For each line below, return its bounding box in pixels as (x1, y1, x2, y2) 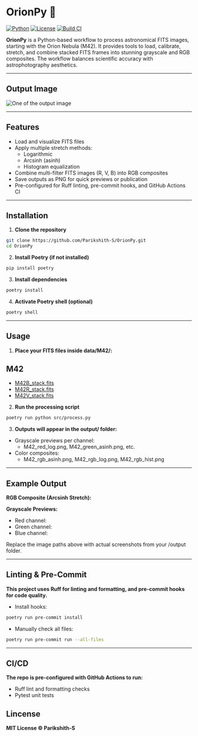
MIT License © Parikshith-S (6, 725, 75, 732)
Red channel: (14, 517, 47, 524)
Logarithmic (23, 150, 53, 157)
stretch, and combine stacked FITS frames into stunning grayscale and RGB (6, 48, 190, 55)
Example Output (6, 478, 67, 488)
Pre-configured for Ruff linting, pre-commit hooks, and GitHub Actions (14, 182, 186, 189)
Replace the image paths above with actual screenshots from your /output (6, 541, 186, 548)
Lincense (6, 709, 41, 719)
